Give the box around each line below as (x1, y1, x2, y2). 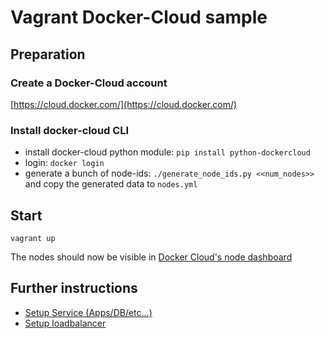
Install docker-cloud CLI (10, 123, 130, 137)
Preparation (10, 46, 86, 63)
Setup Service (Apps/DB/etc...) (24, 306, 153, 318)
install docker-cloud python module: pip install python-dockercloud (24, 146, 311, 158)
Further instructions (10, 280, 138, 297)
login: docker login (24, 157, 105, 169)
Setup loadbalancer (24, 317, 107, 329)
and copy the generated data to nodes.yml (24, 178, 198, 190)
